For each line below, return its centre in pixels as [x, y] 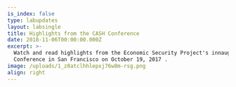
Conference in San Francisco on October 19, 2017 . [91, 60]
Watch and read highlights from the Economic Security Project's [111, 53]
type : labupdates [33, 20]
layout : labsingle [34, 27]
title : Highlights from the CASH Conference [73, 33]
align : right [26, 72]
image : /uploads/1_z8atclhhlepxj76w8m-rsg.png [77, 66]
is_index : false [31, 14]
